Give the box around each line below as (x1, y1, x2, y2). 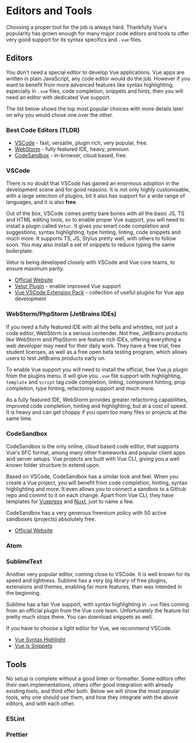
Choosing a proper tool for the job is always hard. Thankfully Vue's (6, 24, 167, 31)
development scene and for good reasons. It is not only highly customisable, (6, 186, 190, 193)
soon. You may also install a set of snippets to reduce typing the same (6, 241, 175, 248)
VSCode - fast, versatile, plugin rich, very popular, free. (14, 139, 148, 146)
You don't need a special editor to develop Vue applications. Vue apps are (6, 69, 185, 76)
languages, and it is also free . (6, 199, 78, 206)
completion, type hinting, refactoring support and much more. (6, 384, 155, 391)
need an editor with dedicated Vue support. (6, 93, 111, 101)
